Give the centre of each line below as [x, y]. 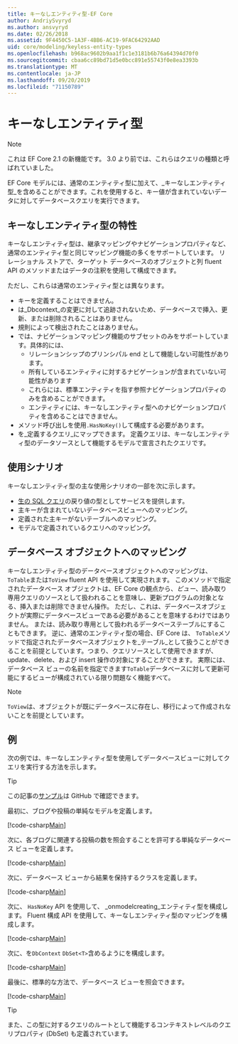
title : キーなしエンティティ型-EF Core [60, 14]
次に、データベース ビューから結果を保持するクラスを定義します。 [104, 878]
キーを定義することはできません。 [67, 300]
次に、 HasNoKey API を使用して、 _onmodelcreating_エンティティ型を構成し [118, 907]
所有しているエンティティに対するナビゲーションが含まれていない [124, 372]
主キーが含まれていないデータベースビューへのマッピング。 [104, 510]
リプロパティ [26, 1034]
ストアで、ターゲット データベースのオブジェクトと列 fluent [134, 261]
